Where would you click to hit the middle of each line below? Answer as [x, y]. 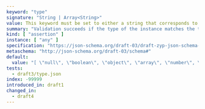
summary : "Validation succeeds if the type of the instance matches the [101, 29]
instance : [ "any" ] [33, 40]
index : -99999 [24, 79]
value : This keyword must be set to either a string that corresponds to [102, 23]
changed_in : [21, 91]
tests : [15, 68]
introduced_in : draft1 [35, 85]
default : [17, 57]
